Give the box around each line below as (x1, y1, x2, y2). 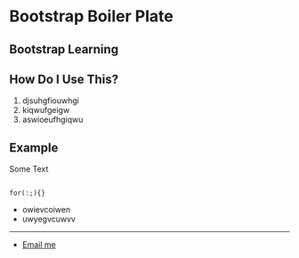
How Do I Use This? (9, 71, 118, 86)
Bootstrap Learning (9, 42, 118, 57)
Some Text (9, 164, 49, 174)
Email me (21, 239, 56, 250)
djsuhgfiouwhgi (21, 95, 80, 106)
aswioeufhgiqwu (21, 114, 84, 125)
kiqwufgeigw (21, 105, 70, 116)
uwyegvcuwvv (21, 214, 76, 224)
